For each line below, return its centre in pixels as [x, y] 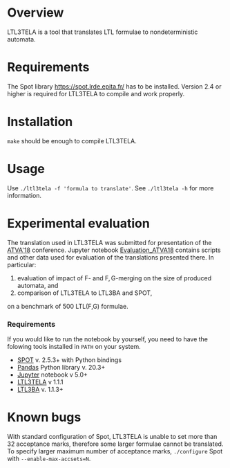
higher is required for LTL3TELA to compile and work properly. [96, 93]
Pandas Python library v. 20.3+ [61, 367]
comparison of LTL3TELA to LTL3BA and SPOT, [85, 293]
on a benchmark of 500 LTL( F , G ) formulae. [68, 306]
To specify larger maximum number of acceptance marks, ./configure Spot [115, 451]
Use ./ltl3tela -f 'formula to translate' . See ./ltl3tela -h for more [111, 188]
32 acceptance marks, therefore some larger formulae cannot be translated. [115, 444]
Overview [36, 13]
